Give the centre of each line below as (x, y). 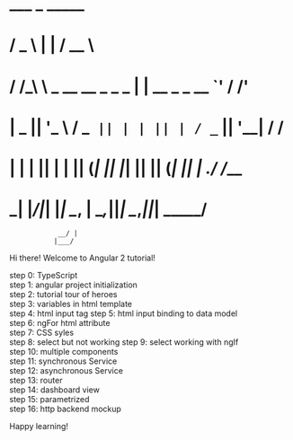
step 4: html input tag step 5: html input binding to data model (124, 313)
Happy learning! (39, 426)
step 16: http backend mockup (65, 409)
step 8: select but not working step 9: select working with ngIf (124, 342)
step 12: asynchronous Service (67, 370)
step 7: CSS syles (42, 332)
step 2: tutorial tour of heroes (63, 294)
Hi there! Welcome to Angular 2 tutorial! (82, 258)
